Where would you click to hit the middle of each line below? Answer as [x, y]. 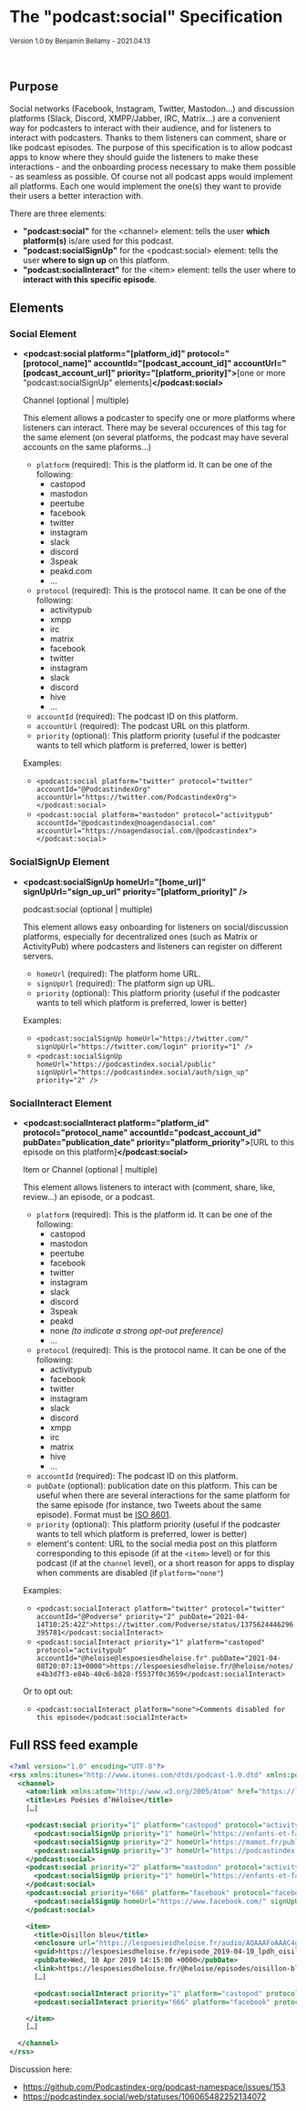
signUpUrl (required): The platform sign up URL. [126, 983]
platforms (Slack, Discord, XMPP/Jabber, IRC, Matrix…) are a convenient [145, 118]
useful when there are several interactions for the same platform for [163, 1495]
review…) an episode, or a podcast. [89, 1197]
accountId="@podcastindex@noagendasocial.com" [126, 823]
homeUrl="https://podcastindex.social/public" [126, 1064]
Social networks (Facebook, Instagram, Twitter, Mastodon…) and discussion [152, 108]
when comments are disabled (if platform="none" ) [130, 1573]
